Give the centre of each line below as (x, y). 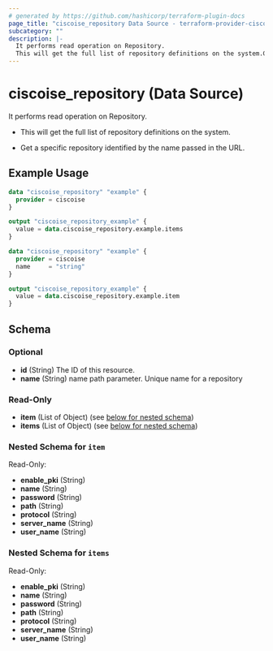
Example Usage (49, 173)
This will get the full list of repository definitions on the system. (126, 131)
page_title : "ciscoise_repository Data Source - (92, 24)
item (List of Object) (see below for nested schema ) (107, 417)
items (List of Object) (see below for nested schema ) (109, 426)
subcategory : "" (36, 31)
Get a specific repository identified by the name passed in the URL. (132, 148)
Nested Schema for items (59, 553)
